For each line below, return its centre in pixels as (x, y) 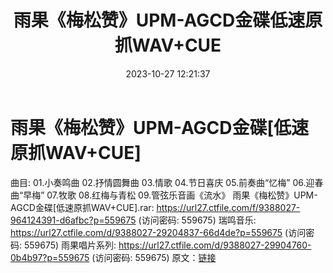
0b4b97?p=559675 (50, 257)
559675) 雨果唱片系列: (70, 245)
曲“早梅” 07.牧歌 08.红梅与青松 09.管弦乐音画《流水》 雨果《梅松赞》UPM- (164, 195)
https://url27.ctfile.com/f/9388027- (228, 207)
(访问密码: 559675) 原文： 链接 (154, 257)
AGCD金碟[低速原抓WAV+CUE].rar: (82, 207)
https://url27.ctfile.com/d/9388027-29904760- (215, 245)
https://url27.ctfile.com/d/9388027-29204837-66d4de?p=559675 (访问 (158, 232)
